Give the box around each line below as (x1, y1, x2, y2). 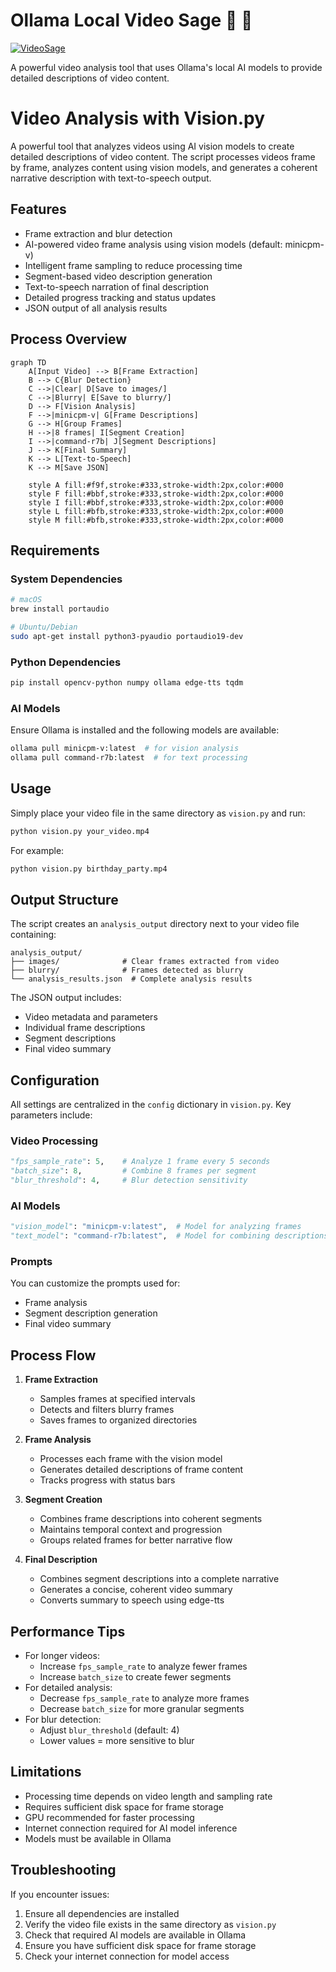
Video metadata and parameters (24, 1011, 158, 1023)
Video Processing (10, 1134, 99, 1148)
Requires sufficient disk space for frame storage (24, 1800, 224, 1813)
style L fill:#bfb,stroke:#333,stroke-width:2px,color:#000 (28, 506, 284, 516)
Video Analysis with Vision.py (10, 107, 266, 130)
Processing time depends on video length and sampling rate (24, 1790, 273, 1802)
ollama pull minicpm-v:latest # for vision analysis (10, 744, 240, 754)
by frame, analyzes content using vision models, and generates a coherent (10, 161, 318, 173)
